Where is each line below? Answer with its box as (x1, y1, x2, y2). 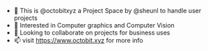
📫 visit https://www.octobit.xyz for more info (13, 37, 144, 44)
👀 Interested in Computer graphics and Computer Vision (13, 21, 175, 29)
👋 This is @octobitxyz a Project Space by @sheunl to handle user (13, 7, 202, 14)
